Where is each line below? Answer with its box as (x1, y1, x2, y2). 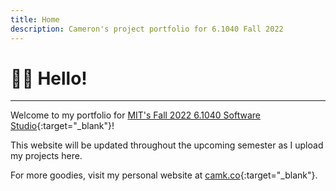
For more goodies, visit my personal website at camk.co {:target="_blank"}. (10, 169, 318, 181)
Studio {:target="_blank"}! (10, 120, 115, 132)
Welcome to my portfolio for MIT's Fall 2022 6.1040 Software (10, 109, 262, 121)
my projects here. (10, 150, 83, 162)
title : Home (10, 14, 60, 25)
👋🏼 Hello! (10, 67, 88, 90)
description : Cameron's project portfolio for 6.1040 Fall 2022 (10, 24, 284, 34)
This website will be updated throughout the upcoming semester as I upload (10, 139, 324, 151)
